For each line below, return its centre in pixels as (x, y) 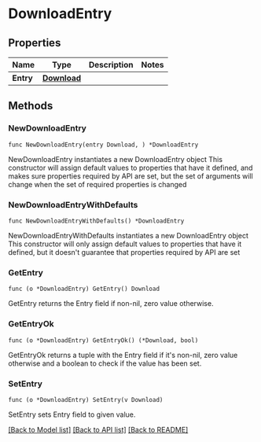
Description (111, 65)
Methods (31, 106)
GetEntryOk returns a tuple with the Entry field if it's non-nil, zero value (123, 355)
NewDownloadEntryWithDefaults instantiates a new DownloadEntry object (129, 235)
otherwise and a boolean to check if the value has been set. (105, 363)
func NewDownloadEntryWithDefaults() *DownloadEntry (96, 221)
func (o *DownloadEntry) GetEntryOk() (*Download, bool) (103, 340)
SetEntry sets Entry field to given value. (72, 414)
